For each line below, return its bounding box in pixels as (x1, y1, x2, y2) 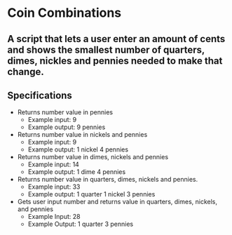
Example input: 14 (27, 160, 79, 169)
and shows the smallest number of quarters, (7, 43, 205, 55)
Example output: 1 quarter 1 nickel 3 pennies (27, 190, 156, 199)
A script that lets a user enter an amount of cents (7, 33, 226, 45)
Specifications (7, 89, 72, 101)
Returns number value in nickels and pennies (17, 130, 148, 139)
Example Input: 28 (27, 213, 81, 221)
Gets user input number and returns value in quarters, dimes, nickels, (17, 198, 218, 206)
